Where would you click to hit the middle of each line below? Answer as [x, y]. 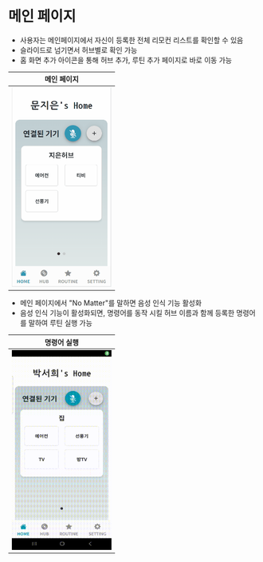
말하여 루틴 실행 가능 [61, 323]
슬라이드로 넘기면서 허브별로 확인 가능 [79, 50]
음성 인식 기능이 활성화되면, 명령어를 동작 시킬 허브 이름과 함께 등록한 [127, 313]
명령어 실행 [62, 342]
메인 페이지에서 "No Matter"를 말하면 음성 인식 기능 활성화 [110, 303]
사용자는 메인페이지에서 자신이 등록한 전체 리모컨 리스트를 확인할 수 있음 [131, 40]
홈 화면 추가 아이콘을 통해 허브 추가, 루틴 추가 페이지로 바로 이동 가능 [126, 60]
